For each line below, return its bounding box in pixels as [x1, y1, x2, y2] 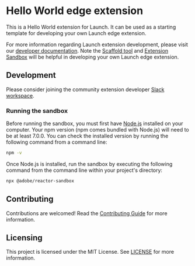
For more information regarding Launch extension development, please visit [6, 41, 189, 48]
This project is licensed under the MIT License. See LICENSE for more [6, 248, 174, 255]
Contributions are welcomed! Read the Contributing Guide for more [6, 209, 168, 217]
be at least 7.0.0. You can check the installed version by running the [6, 133, 169, 140]
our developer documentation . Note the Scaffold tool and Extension [6, 47, 168, 54]
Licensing [6, 233, 43, 243]
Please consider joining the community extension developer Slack [6, 86, 165, 93]
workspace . [6, 92, 34, 99]
